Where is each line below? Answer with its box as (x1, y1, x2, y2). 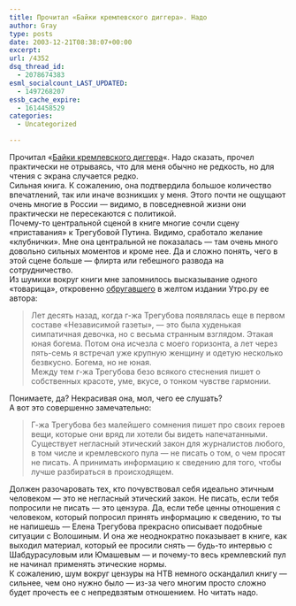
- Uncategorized (17, 120, 77, 129)
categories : (9, 111, 53, 120)
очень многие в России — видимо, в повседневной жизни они (9, 199, 247, 209)
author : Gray (9, 21, 57, 30)
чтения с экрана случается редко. (9, 171, 139, 181)
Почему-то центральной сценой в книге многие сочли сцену (9, 218, 240, 228)
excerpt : (9, 46, 42, 55)
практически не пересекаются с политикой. (9, 209, 177, 219)
